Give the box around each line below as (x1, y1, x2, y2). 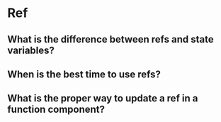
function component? (7, 104, 105, 116)
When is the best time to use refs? (7, 68, 161, 80)
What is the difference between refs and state (7, 33, 214, 45)
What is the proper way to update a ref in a (7, 92, 198, 104)
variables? (7, 44, 55, 56)
